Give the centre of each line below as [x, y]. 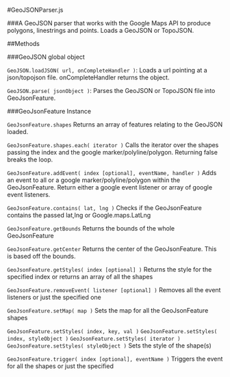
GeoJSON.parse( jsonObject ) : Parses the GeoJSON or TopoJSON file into [111, 91]
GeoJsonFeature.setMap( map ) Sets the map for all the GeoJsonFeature [108, 310]
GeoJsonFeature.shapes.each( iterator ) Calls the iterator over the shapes [113, 145]
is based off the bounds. [41, 256]
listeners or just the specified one [54, 297]
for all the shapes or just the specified [61, 366]
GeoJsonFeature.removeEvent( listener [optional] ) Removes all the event [114, 290]
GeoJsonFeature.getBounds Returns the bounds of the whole [91, 228]
